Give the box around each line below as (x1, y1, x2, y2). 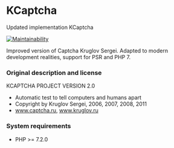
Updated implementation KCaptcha (6, 24, 94, 31)
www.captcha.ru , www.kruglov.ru (14, 107, 98, 114)
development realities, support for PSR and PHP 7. (6, 53, 131, 60)
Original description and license (6, 68, 102, 77)
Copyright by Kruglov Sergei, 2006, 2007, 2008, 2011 (14, 100, 147, 108)
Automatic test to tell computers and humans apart (14, 94, 142, 101)
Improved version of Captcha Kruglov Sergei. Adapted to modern (6, 47, 168, 54)
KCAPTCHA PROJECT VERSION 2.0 (6, 82, 95, 89)
